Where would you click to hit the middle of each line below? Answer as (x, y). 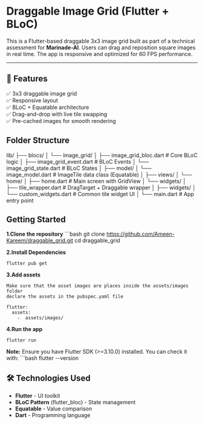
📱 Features (27, 79)
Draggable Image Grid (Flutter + (88, 11)
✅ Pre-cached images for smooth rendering (61, 121)
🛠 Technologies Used (49, 378)
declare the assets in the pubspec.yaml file (65, 297)
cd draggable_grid (97, 241)
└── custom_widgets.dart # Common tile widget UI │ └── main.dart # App (100, 194)
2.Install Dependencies (36, 252)
